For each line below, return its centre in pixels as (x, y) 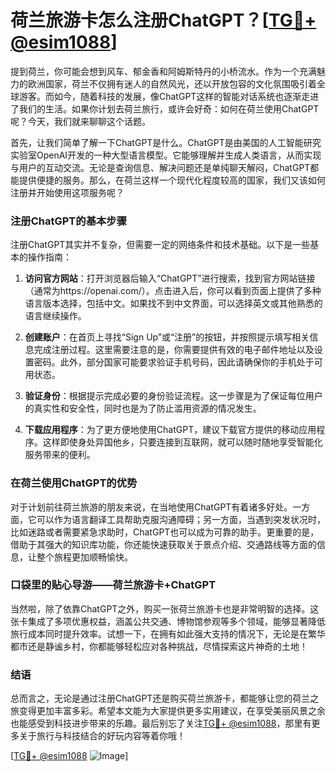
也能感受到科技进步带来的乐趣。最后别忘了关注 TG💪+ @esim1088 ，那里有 (161, 723)
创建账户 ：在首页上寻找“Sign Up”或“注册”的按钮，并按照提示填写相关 (167, 337)
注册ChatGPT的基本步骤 (69, 221)
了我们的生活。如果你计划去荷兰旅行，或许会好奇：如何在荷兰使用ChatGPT (165, 108)
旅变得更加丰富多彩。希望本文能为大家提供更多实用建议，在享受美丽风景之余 (168, 711)
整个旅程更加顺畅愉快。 (84, 557)
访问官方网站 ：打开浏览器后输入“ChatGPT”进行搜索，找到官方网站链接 (170, 278)
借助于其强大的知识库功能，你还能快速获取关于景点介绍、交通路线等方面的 (163, 544)
